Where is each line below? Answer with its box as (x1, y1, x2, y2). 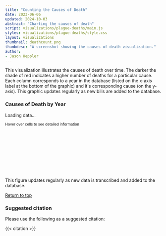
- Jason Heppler (5, 53, 39, 59)
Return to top (5, 192, 32, 198)
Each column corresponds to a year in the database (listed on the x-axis (5, 78, 152, 84)
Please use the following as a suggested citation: (5, 216, 105, 222)
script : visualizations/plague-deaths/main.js (5, 26, 103, 31)
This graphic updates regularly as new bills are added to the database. (17, 88, 161, 95)
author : (5, 49, 21, 54)
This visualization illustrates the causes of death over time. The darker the (5, 67, 156, 73)
